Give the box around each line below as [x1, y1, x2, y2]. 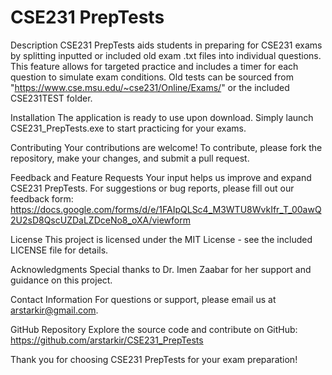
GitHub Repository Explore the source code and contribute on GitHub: [10, 323, 298, 335]
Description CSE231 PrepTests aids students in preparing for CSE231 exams [10, 39, 323, 51]
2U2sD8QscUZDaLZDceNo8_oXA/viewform [10, 214, 191, 226]
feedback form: [10, 192, 74, 205]
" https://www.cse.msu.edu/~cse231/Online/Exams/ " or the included [10, 81, 290, 93]
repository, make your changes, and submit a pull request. [10, 152, 250, 164]
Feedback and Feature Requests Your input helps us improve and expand [10, 171, 312, 183]
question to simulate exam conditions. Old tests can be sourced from [10, 71, 294, 83]
